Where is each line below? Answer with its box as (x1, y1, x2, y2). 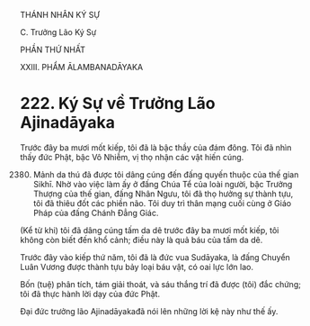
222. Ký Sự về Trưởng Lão (20, 94, 216, 113)
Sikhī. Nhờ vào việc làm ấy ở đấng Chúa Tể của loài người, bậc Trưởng (32, 178, 293, 189)
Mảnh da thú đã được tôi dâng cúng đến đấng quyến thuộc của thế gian (32, 168, 299, 180)
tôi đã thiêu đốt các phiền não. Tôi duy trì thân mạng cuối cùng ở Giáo (32, 197, 292, 208)
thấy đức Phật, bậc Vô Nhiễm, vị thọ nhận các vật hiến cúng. (20, 151, 244, 162)
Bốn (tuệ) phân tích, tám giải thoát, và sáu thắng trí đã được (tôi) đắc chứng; (20, 278, 301, 289)
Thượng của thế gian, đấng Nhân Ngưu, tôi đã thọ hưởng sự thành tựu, (32, 188, 294, 199)
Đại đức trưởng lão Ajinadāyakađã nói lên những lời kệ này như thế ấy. (20, 305, 279, 316)
